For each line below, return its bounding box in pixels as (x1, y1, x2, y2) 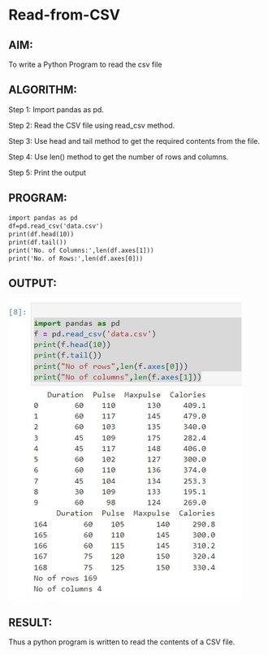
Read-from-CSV (8, 6, 120, 24)
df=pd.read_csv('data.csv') (8, 222, 104, 230)
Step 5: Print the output (8, 167, 87, 177)
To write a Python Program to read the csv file (8, 59, 162, 69)
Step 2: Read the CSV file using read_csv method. (8, 120, 175, 130)
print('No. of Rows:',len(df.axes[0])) (8, 254, 144, 262)
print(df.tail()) (8, 238, 67, 246)
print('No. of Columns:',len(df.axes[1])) (8, 246, 154, 254)
